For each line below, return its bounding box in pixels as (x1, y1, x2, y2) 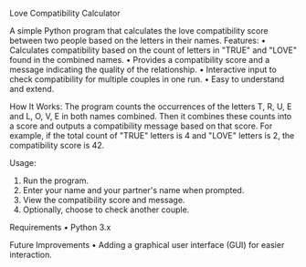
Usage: (9, 158, 37, 168)
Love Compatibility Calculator (9, 8, 121, 18)
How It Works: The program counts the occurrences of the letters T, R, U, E (9, 101, 292, 112)
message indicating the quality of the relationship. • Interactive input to (9, 64, 277, 75)
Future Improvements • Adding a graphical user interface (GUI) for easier (9, 240, 285, 250)
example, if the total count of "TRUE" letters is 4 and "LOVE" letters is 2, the (9, 130, 295, 140)
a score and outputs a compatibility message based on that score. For (9, 120, 273, 131)
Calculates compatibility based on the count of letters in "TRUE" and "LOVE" (9, 45, 298, 56)
